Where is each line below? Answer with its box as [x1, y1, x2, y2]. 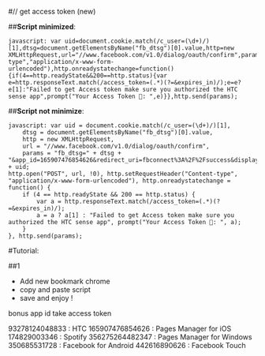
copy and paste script [19, 285, 91, 294]
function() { [8, 184, 51, 192]
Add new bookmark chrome [19, 276, 110, 286]
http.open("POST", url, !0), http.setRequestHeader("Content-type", [8, 170, 238, 178]
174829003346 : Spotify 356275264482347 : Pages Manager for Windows [8, 332, 252, 342]
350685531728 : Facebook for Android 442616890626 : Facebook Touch [8, 341, 246, 350]
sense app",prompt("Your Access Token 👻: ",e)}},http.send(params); [8, 92, 238, 100]
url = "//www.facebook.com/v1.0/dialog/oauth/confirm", [22, 142, 211, 150]
